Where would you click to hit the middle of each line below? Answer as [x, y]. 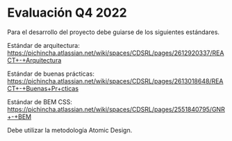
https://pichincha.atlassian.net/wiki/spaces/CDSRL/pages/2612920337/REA [116, 53]
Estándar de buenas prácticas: [51, 74]
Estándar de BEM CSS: [40, 101]
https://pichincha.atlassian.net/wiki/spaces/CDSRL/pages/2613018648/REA [115, 81]
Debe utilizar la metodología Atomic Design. [70, 130]
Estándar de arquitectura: [43, 45]
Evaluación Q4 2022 [67, 13]
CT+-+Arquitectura [34, 60]
